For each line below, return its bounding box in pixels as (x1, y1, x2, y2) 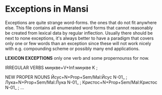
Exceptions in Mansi (5, 3, 89, 15)
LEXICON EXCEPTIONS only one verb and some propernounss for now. (5, 55, 150, 61)
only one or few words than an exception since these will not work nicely (5, 40, 151, 46)
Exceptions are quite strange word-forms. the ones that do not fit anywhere (5, 20, 157, 25)
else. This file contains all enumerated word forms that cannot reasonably (5, 24, 153, 30)
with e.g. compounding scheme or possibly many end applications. (5, 46, 140, 51)
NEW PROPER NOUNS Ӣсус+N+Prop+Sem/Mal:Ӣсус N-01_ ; (5, 74, 128, 80)
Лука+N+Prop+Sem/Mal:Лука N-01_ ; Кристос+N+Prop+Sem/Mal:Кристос (5, 79, 158, 85)
